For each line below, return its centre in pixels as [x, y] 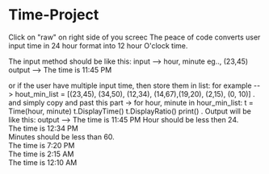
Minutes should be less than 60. [61, 137]
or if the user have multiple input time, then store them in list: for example [130, 85]
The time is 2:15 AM [41, 154]
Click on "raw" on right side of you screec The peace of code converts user [134, 37]
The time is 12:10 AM [43, 162]
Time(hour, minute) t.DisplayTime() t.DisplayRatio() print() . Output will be [130, 111]
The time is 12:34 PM [43, 128]
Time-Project [54, 15]
